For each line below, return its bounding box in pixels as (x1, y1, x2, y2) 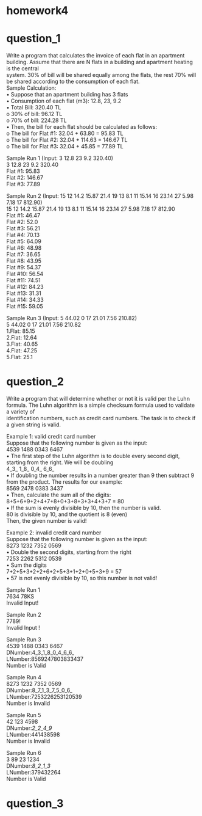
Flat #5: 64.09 (6, 238, 41, 245)
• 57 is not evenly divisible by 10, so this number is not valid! (6, 575, 158, 582)
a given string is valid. (6, 421, 61, 428)
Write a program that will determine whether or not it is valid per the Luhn (6, 395, 190, 403)
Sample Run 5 (6, 712, 41, 719)
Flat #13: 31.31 (6, 290, 41, 297)
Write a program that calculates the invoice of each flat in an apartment (6, 52, 185, 59)
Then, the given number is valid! (6, 517, 87, 525)
